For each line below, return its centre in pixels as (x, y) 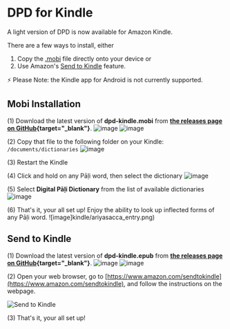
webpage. (21, 291)
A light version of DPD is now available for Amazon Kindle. (90, 32)
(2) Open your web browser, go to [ (57, 276)
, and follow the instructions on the (173, 283)
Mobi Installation (44, 104)
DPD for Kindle (50, 13)
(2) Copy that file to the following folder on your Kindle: (86, 141)
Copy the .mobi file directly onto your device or (84, 58)
